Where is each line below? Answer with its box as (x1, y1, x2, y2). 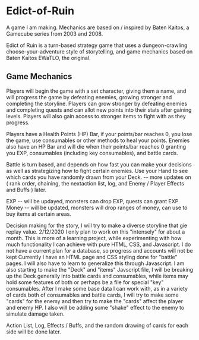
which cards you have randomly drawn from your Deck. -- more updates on (6, 174, 192, 181)
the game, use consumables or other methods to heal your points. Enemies (6, 137, 190, 144)
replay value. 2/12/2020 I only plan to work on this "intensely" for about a (6, 228, 185, 235)
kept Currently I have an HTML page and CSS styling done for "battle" (6, 253, 178, 260)
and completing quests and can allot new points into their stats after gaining (6, 106, 192, 114)
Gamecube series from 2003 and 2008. (6, 30, 103, 37)
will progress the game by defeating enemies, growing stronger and (6, 93, 172, 100)
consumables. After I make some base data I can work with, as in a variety (6, 285, 188, 292)
